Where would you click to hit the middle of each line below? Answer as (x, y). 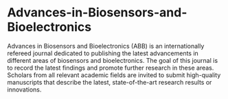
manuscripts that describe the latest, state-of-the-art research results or (110, 82)
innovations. (24, 89)
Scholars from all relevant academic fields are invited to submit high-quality (114, 75)
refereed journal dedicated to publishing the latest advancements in (103, 53)
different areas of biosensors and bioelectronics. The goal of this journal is (113, 60)
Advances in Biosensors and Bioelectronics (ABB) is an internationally (106, 46)
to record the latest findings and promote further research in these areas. (111, 68)
